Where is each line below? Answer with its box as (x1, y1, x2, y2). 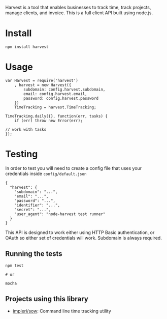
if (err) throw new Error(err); (14, 118, 83, 123)
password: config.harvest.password (23, 96, 99, 101)
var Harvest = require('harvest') (5, 78, 79, 83)
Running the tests (5, 249, 62, 258)
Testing (5, 149, 38, 160)
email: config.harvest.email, (23, 91, 87, 96)
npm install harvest (5, 44, 49, 49)
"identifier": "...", (14, 202, 60, 208)
